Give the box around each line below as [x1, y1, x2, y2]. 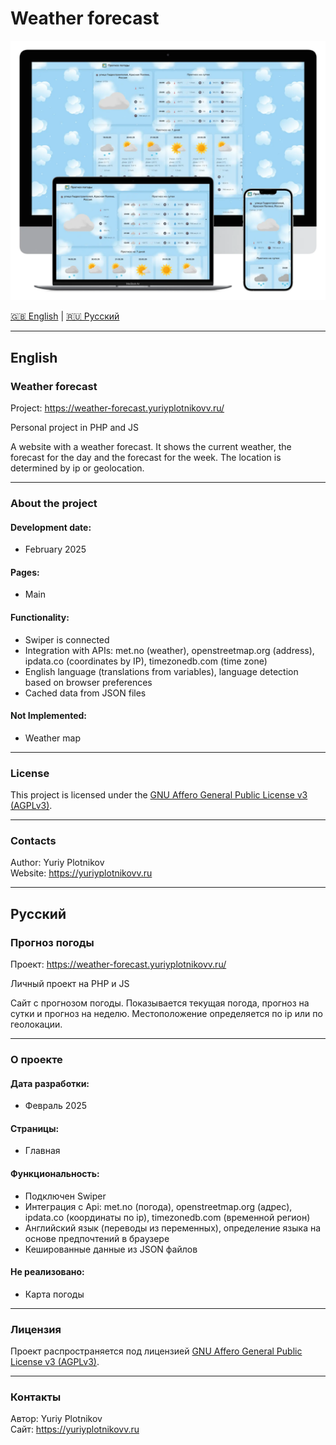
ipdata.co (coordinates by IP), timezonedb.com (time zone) [24, 655, 268, 667]
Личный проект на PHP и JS [10, 978, 130, 990]
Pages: [10, 566, 40, 578]
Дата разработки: [10, 1077, 90, 1089]
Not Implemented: [10, 710, 88, 722]
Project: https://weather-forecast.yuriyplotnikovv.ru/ [10, 402, 225, 414]
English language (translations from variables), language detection [24, 665, 299, 677]
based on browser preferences [24, 676, 153, 688]
